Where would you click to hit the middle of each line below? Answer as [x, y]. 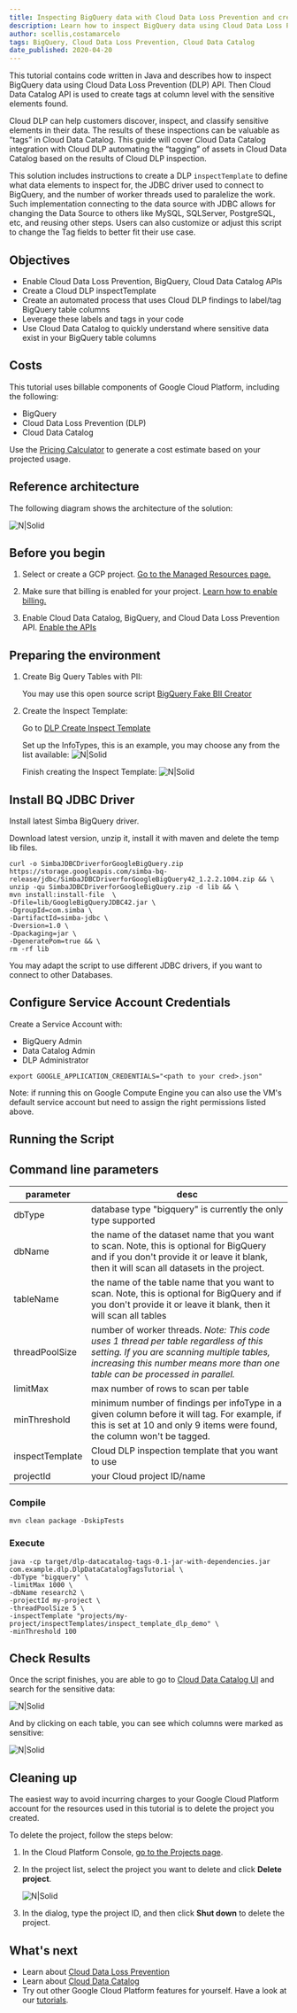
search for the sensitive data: [62, 1689]
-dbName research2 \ [47, 1592]
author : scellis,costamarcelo [65, 34]
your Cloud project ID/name [148, 1476]
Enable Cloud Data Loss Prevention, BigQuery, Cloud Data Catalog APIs [152, 281]
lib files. [23, 848]
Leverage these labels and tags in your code [103, 319]
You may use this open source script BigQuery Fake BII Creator [137, 694]
